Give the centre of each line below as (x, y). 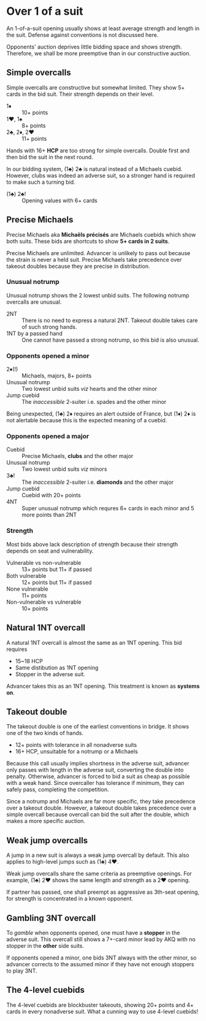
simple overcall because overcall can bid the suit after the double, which (98, 814)
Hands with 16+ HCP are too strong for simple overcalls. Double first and (98, 150)
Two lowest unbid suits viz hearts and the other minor (90, 389)
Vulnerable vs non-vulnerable (44, 562)
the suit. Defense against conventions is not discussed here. (82, 34)
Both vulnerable (26, 575)
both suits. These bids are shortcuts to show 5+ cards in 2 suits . (88, 241)
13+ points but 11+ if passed (57, 569)
